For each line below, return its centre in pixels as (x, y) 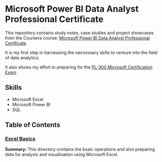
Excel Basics (20, 139)
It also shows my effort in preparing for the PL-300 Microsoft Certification (79, 67)
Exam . (11, 72)
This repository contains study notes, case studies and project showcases (80, 33)
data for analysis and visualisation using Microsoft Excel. (62, 155)
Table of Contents (33, 125)
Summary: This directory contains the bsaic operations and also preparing (80, 149)
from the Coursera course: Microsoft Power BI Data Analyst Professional (77, 38)
